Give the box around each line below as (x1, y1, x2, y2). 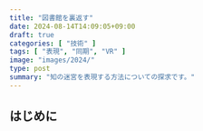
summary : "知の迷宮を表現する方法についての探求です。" (9, 73, 195, 82)
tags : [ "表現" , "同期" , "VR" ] (9, 47, 127, 56)
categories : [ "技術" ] (9, 38, 97, 48)
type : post (9, 65, 51, 74)
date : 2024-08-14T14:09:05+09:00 (9, 22, 136, 31)
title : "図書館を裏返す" (9, 13, 93, 23)
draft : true (9, 30, 54, 39)
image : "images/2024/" (9, 55, 95, 65)
